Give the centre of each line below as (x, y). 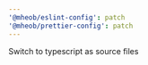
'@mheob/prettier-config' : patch (71, 26)
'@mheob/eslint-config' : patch (67, 17)
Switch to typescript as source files (74, 51)
